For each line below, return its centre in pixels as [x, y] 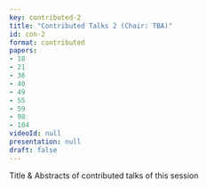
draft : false [33, 150]
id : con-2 [28, 34]
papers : [24, 51]
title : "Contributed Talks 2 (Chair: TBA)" [91, 26]
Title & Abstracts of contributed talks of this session [104, 176]
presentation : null [45, 142]
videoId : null [36, 134]
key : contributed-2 [45, 17]
